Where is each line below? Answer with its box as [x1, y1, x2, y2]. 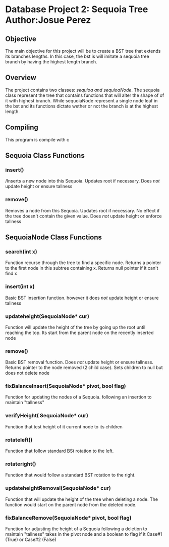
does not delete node [5, 370, 49, 376]
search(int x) [5, 248, 37, 255]
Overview [5, 74, 37, 82]
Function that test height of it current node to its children [5, 423, 123, 429]
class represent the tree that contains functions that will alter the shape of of [5, 92, 164, 98]
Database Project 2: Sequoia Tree [5, 4, 148, 15]
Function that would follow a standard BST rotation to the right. [5, 472, 136, 478]
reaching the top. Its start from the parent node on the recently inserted [5, 330, 154, 336]
